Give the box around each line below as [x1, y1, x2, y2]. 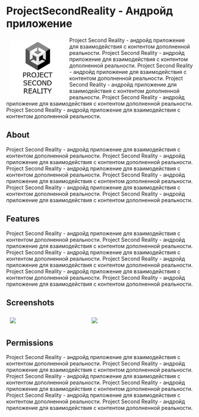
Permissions [6, 338, 53, 348]
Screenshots [6, 297, 55, 308]
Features [6, 214, 40, 224]
